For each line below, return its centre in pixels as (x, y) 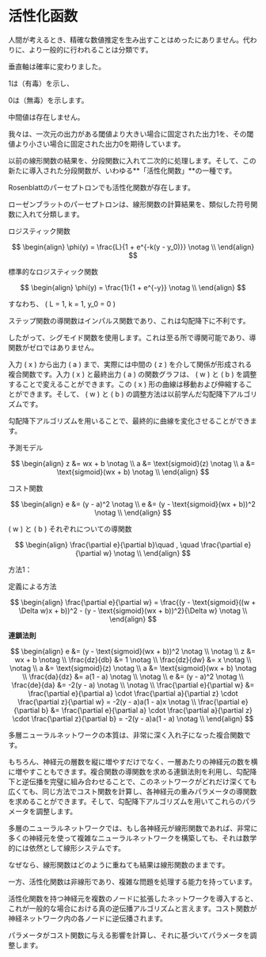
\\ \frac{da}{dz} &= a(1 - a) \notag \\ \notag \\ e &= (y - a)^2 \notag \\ (133, 676)
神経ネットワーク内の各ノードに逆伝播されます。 (88, 918)
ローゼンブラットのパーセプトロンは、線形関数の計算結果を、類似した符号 (129, 204)
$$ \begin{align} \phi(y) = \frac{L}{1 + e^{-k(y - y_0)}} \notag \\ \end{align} (133, 247)
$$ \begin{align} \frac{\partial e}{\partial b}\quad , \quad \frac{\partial (129, 545)
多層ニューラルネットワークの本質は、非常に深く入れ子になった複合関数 (126, 735)
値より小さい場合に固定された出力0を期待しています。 (97, 144)
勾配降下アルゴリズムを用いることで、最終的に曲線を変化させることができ (129, 420)
